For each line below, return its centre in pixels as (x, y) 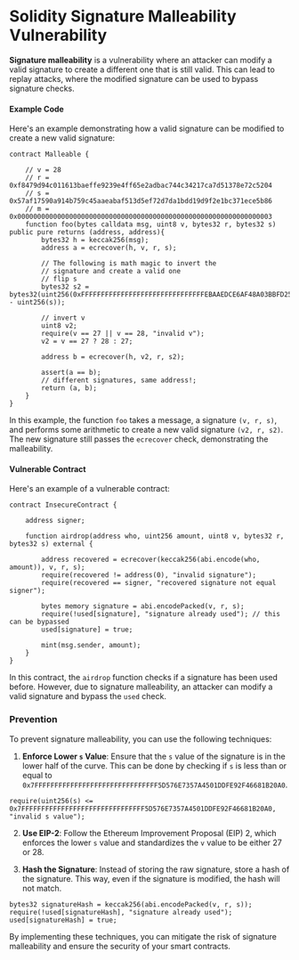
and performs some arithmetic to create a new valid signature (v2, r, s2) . (146, 430)
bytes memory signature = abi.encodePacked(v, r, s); (143, 606)
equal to (37, 775)
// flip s (59, 279)
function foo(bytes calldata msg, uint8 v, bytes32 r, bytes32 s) (151, 224)
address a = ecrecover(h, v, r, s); (109, 248)
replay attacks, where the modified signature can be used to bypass (134, 78)
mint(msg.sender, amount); (91, 646)
